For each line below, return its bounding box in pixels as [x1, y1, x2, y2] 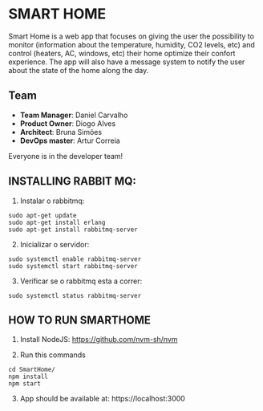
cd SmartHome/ [8, 366, 56, 374]
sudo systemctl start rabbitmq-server [8, 262, 138, 270]
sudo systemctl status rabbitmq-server [8, 291, 142, 299]
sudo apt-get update [8, 211, 78, 219]
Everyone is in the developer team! [8, 151, 123, 161]
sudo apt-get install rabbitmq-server [8, 226, 138, 234]
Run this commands [19, 350, 86, 360]
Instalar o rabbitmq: [19, 196, 85, 205]
